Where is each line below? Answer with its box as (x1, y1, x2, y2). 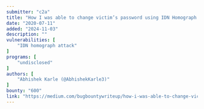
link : (6, 93, 20, 99)
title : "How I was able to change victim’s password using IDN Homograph (6, 15, 197, 21)
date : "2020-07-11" (6, 20, 56, 26)
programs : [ (6, 54, 36, 60)
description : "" (6, 31, 47, 38)
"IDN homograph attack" (17, 43, 78, 49)
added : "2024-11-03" (6, 25, 59, 32)
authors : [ (6, 71, 34, 77)
